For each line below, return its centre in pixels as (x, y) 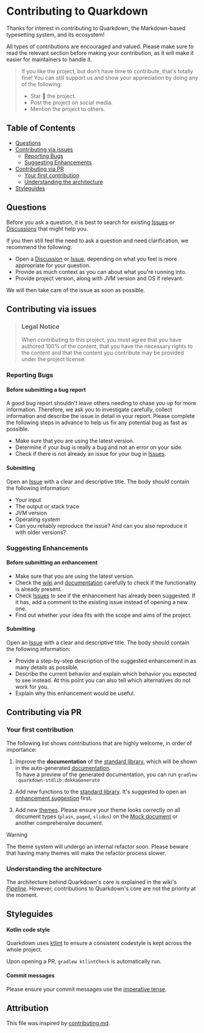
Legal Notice (40, 326)
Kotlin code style (28, 929)
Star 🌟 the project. (53, 96)
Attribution (27, 1008)
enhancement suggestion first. (54, 798)
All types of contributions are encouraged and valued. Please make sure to (100, 46)
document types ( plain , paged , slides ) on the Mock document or (97, 816)
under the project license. (54, 359)
